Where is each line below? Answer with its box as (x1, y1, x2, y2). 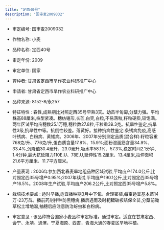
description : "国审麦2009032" (5, 12, 65, 17)
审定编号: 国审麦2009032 (12, 25, 64, 32)
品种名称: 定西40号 (12, 46, 50, 52)
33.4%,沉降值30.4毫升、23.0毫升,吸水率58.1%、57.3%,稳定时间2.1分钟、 (12, 145, 159, 152)
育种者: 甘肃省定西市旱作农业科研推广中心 (12, 78, 96, 84)
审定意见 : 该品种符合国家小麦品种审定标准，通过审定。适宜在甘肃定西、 (12, 213, 158, 219)
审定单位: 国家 (12, 67, 41, 73)
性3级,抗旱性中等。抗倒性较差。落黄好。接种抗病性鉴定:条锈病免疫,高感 (12, 127, 156, 133)
